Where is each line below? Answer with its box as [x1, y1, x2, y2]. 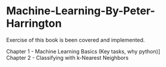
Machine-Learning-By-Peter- [6, 4, 156, 18]
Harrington [6, 17, 62, 30]
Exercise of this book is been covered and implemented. [6, 36, 145, 43]
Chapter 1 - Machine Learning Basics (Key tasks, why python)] [6, 47, 161, 55]
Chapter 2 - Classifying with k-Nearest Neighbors [6, 54, 129, 61]
